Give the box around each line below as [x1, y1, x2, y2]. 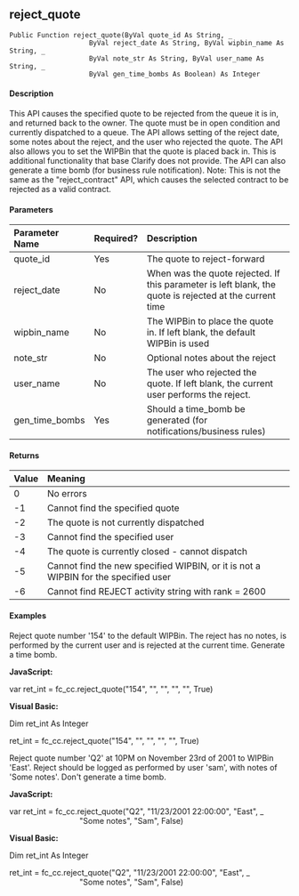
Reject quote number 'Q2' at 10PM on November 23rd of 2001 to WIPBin [9, 752, 274, 763]
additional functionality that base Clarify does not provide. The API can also [9, 156, 287, 166]
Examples [9, 610, 47, 621]
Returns [9, 449, 40, 461]
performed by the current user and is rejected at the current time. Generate [9, 640, 286, 650]
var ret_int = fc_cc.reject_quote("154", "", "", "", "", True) [9, 683, 214, 694]
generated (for [146, 414, 207, 426]
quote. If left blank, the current [146, 377, 274, 390]
